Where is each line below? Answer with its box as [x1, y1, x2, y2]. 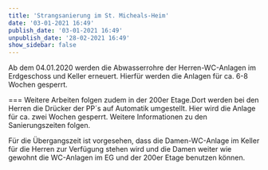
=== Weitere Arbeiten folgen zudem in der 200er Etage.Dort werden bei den [8, 95, 259, 105]
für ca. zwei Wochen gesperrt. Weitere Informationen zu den [8, 112, 207, 122]
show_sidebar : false [8, 41, 77, 49]
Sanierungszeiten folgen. [8, 121, 90, 130]
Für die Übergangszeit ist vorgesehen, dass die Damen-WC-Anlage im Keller [8, 136, 260, 145]
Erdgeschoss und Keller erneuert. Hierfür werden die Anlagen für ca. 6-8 [8, 71, 249, 81]
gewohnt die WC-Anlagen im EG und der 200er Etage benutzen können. [8, 153, 246, 163]
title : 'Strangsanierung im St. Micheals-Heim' [8, 11, 170, 20]
